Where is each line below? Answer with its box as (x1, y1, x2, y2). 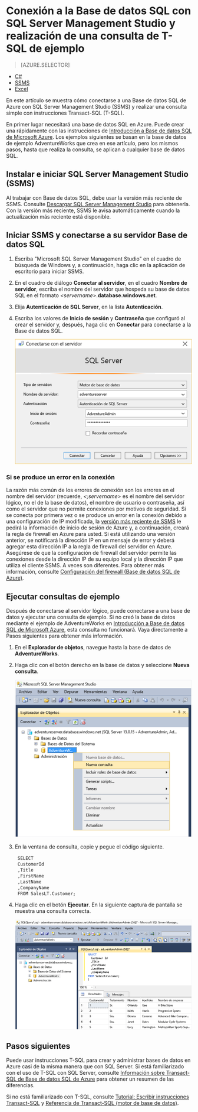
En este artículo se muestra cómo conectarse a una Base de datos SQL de (6, 96, 187, 104)
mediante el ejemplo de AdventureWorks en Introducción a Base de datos (6, 620, 185, 627)
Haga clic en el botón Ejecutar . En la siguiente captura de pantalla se (14, 901, 183, 908)
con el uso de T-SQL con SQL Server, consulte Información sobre (6, 1069, 165, 1077)
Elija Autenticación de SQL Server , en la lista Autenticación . (14, 303, 163, 310)
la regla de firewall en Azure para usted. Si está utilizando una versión (6, 531, 176, 538)
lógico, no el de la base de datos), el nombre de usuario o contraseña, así (6, 499, 184, 506)
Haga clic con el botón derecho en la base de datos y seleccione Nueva (14, 662, 190, 669)
